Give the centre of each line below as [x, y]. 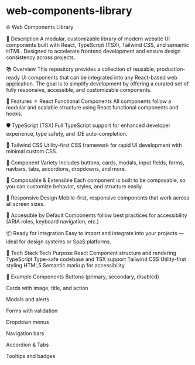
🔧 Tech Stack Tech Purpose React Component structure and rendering [91, 253]
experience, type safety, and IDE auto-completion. [67, 133]
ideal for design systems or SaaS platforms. [59, 242]
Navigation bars [25, 333]
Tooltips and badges [31, 356]
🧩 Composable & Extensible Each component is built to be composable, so [96, 180]
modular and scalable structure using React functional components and [92, 107]
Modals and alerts [28, 299]
